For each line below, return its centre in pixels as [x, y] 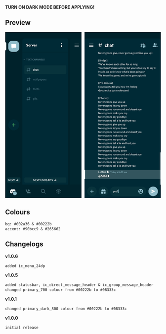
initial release [22, 328]
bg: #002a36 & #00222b [28, 224]
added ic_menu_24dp [25, 266]
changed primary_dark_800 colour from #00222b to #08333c [66, 309]
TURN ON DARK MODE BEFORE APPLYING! [50, 7]
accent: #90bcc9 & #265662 [33, 229]
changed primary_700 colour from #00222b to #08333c [61, 290]
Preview [18, 23]
